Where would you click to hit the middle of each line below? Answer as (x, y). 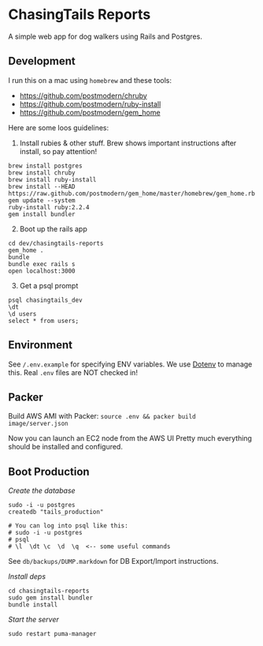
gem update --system (42, 200)
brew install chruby (42, 173)
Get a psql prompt (49, 285)
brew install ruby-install (52, 179)
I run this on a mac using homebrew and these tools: (90, 80)
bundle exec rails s (42, 264)
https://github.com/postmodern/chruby (83, 96)
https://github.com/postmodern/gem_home (90, 112)
